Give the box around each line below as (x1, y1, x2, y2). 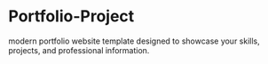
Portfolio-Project (8, 6, 135, 27)
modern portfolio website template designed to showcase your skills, (8, 36, 261, 46)
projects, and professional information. (8, 44, 150, 55)
